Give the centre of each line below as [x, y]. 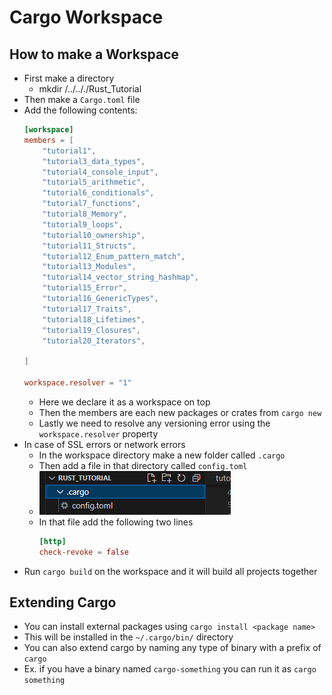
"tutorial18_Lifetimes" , [94, 319]
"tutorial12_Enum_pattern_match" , [114, 256]
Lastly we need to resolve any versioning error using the [154, 423]
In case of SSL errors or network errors [104, 444]
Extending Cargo [63, 602]
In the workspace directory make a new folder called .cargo [162, 455]
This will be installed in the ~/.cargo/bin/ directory [128, 637]
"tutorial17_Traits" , [87, 309]
